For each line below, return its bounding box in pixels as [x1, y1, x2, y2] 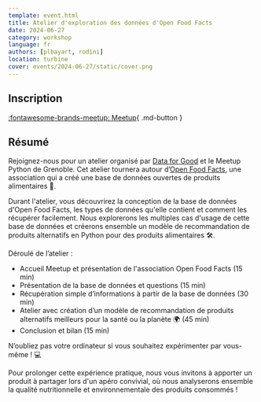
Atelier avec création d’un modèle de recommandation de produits [19, 306, 234, 315]
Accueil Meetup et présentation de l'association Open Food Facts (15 [19, 264, 243, 274]
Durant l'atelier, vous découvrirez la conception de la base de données [8, 197, 237, 206]
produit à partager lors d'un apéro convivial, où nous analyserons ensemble [8, 377, 254, 386]
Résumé [8, 135, 50, 149]
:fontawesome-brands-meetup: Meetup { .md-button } [8, 112, 183, 122]
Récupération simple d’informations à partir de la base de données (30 [19, 289, 249, 299]
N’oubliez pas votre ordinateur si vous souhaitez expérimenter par [8, 341, 222, 351]
